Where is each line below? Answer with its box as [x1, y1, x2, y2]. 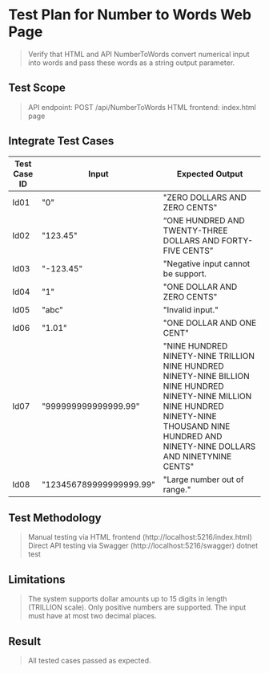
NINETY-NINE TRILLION [163, 350, 255, 361]
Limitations [8, 573, 66, 586]
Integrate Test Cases [8, 134, 114, 148]
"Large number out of [163, 474, 244, 485]
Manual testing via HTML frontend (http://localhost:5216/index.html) [27, 532, 252, 542]
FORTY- [221, 235, 254, 246]
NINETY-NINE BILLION [163, 370, 250, 381]
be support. [163, 267, 207, 279]
